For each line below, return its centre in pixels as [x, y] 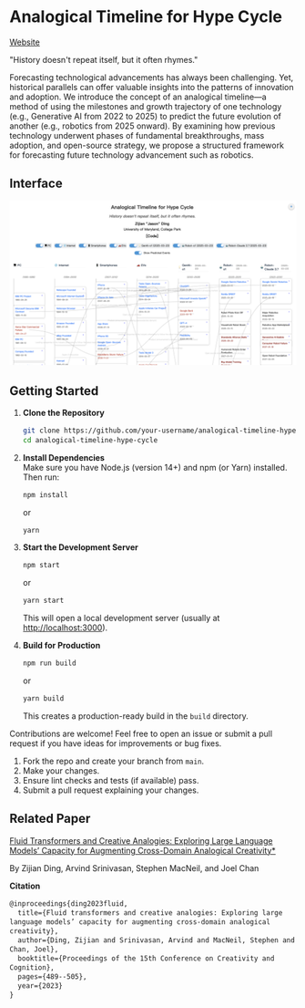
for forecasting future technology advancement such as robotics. [132, 155]
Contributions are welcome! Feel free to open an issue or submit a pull [141, 733]
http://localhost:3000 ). [65, 628]
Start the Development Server [81, 547]
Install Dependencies [63, 457]
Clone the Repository [63, 412]
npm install [45, 494]
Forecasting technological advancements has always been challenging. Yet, [152, 77]
